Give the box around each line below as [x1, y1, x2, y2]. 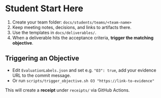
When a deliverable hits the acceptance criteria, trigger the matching [12, 35, 154, 41]
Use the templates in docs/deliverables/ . [12, 29, 97, 35]
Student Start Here [5, 3, 84, 14]
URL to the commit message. [12, 72, 71, 78]
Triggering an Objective [5, 54, 80, 63]
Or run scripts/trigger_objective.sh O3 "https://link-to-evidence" [12, 77, 155, 83]
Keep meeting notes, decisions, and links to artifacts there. [12, 24, 132, 30]
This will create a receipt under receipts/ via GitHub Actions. [5, 87, 130, 93]
